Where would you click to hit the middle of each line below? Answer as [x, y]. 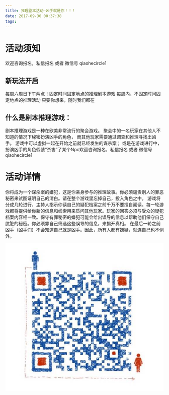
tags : [11, 21]
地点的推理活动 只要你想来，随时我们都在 [52, 100]
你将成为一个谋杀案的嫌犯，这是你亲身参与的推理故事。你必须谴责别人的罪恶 [84, 192]
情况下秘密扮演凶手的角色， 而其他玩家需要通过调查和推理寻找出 [85, 137]
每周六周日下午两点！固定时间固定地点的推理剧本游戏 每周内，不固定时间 [81, 94]
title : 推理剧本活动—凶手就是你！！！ [40, 11]
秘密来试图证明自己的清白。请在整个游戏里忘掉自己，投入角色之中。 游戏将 [83, 198]
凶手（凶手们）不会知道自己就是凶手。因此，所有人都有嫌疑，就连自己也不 [82, 230]
